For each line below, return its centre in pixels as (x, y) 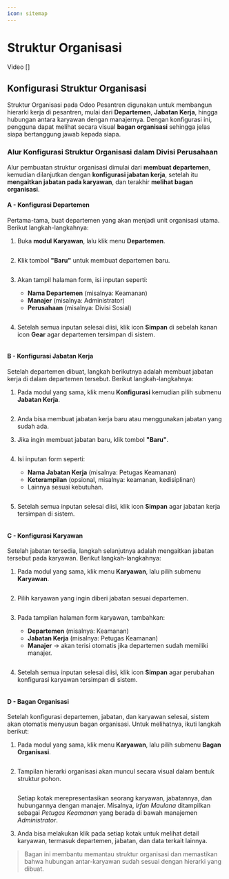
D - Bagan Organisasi (38, 701)
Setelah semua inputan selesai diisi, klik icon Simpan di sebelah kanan (117, 327)
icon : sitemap (28, 13)
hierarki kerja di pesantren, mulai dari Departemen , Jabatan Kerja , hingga (113, 112)
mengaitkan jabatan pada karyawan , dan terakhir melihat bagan (100, 182)
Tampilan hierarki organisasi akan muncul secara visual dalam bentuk (116, 771)
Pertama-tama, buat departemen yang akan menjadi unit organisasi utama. (113, 220)
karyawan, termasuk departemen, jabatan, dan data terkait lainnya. (112, 841)
